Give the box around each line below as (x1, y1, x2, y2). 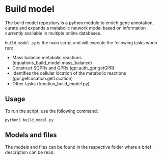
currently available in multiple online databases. (5, 30, 102, 36)
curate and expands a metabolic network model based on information (5, 25, 146, 31)
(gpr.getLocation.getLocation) (12, 75, 73, 81)
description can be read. (5, 149, 55, 155)
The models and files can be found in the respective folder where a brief (5, 144, 152, 150)
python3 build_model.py (5, 117, 54, 123)
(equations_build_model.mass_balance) (12, 60, 92, 65)
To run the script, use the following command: (5, 108, 98, 114)
